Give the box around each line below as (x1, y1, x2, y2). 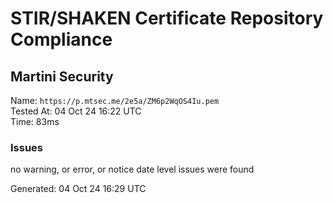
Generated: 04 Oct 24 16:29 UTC (10, 183, 147, 195)
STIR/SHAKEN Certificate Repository (10, 7, 324, 30)
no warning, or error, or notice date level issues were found (10, 163, 255, 176)
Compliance (10, 28, 113, 51)
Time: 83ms (10, 116, 60, 127)
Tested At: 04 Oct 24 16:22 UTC (10, 105, 142, 117)
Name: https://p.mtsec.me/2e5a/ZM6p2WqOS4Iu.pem (10, 95, 220, 106)
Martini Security (10, 68, 114, 85)
